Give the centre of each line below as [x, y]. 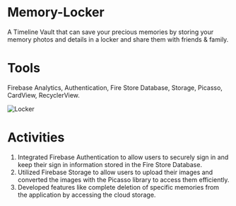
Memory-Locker [56, 12]
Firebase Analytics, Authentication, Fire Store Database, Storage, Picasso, [115, 87]
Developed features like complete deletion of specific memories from [118, 187]
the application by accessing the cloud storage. [87, 195]
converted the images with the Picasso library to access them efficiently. [123, 179]
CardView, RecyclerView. [43, 95]
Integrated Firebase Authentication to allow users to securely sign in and [123, 157]
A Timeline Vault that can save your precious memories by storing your [111, 32]
